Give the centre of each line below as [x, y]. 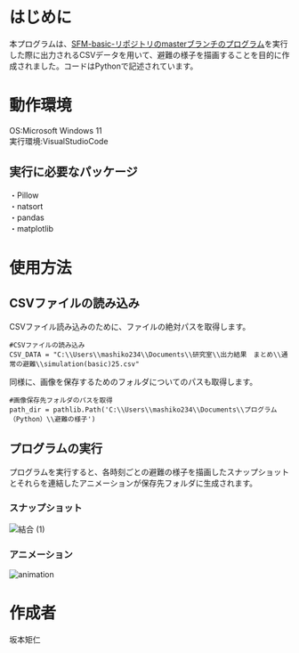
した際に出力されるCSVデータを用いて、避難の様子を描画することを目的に [145, 54]
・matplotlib [31, 228]
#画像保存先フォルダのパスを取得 [61, 400]
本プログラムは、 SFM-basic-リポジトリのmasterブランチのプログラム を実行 [149, 44]
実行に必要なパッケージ [73, 172]
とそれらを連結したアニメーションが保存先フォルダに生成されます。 [133, 483]
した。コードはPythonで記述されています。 [119, 66]
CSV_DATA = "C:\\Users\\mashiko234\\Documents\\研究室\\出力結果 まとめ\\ [145, 355]
